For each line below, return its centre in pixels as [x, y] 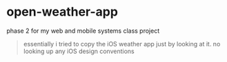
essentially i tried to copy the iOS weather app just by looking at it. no [122, 44]
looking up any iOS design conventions [79, 51]
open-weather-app [62, 12]
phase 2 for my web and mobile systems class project [83, 31]
